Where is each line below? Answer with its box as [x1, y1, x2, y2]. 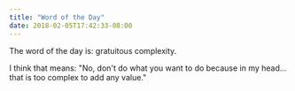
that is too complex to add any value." [9, 72, 147, 82]
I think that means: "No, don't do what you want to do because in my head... [9, 63, 287, 73]
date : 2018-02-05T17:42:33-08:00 [9, 21, 133, 30]
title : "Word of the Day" [9, 12, 105, 22]
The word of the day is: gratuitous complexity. [9, 45, 177, 56]
